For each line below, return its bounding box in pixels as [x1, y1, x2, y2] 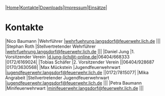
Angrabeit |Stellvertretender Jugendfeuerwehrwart [5, 74, 109, 81]
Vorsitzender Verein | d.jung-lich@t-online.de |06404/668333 [5, 54, 130, 60]
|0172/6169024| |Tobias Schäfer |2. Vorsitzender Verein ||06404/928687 [5, 59, 155, 65]
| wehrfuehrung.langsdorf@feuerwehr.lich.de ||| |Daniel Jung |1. [5, 48, 135, 54]
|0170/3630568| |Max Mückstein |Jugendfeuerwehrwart [5, 64, 121, 70]
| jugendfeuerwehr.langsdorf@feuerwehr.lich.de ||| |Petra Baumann [5, 80, 142, 86]
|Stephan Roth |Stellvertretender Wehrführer [5, 43, 96, 49]
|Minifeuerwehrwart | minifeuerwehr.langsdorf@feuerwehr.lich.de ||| [5, 85, 144, 91]
